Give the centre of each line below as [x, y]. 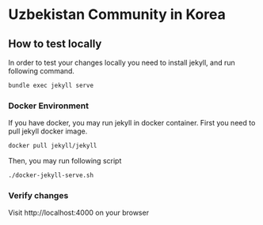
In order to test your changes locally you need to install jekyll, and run [122, 62]
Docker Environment [49, 106]
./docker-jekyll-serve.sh [51, 175]
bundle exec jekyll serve [51, 85]
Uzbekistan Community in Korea [117, 15]
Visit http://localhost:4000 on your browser [78, 213]
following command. [42, 71]
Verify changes [38, 195]
